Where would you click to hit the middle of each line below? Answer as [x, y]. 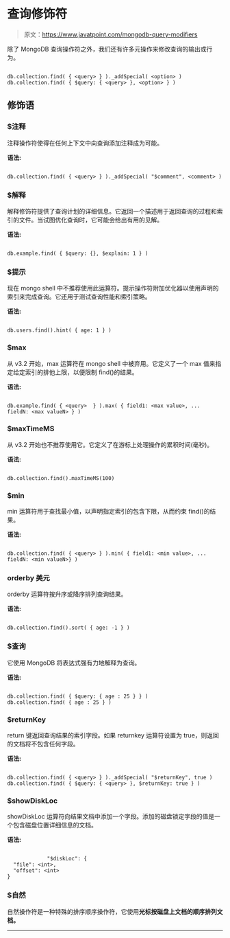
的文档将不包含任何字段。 [43, 744]
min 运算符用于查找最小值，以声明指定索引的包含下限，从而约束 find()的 [108, 512]
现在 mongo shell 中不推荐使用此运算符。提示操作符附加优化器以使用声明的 [113, 288]
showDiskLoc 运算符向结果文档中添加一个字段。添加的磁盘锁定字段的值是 [111, 816]
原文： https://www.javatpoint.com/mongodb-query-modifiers [111, 34]
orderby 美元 [28, 578]
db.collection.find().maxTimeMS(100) [61, 478]
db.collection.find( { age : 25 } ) [59, 702]
